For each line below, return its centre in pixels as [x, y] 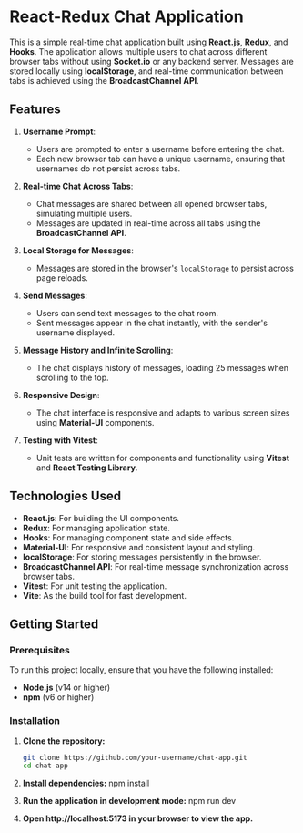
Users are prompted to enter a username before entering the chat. [160, 149]
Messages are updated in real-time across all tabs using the [148, 223]
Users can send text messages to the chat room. [127, 313]
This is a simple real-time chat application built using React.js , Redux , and [149, 42]
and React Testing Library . [87, 468]
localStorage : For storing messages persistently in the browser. [142, 557]
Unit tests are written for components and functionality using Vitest [162, 458]
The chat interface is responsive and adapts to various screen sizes [163, 413]
